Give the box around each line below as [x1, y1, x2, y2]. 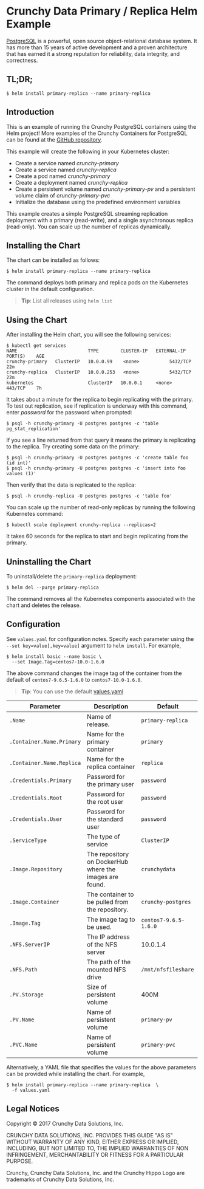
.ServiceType [9, 837, 47, 844]
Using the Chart [6, 315, 67, 325]
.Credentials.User [9, 815, 63, 823]
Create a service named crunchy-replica [15, 166, 117, 173]
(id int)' [6, 460, 32, 466]
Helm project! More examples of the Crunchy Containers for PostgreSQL [6, 129, 188, 137]
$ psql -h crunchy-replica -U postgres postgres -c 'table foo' [6, 493, 172, 499]
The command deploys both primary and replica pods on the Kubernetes [6, 279, 188, 286]
